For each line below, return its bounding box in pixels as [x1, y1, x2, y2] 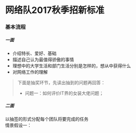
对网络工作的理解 [12, 69, 48, 75]
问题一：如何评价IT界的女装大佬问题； [24, 90, 104, 96]
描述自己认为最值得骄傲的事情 [12, 57, 74, 63]
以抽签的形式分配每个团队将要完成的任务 [5, 116, 88, 122]
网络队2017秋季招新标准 [5, 4, 104, 16]
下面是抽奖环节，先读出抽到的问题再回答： [17, 80, 105, 86]
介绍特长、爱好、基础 [12, 50, 56, 56]
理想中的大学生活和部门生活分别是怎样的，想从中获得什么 [12, 63, 131, 69]
